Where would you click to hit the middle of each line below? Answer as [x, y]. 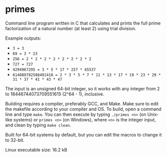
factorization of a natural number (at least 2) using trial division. [71, 28]
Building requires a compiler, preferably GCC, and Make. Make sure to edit [82, 103]
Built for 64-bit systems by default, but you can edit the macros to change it [83, 134]
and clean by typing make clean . [38, 125]
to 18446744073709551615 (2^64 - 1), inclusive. [55, 94]
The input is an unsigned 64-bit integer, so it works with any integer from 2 [82, 88]
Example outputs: [23, 38]
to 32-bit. [15, 140]
